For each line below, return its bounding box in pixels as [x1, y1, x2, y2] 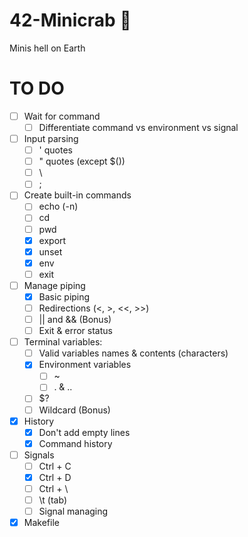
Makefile [23, 517, 60, 529]
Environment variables [38, 359, 132, 371]
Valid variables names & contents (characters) [38, 347, 229, 359]
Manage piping [23, 279, 86, 291]
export [38, 234, 67, 246]
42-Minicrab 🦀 [9, 9, 132, 32]
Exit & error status [38, 325, 113, 337]
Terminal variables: [23, 336, 103, 348]
